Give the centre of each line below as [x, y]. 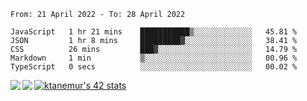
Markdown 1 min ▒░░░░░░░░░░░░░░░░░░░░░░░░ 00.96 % [154, 58]
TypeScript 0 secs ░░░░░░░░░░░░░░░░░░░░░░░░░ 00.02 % [154, 67]
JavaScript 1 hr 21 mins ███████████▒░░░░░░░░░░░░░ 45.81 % [154, 32]
